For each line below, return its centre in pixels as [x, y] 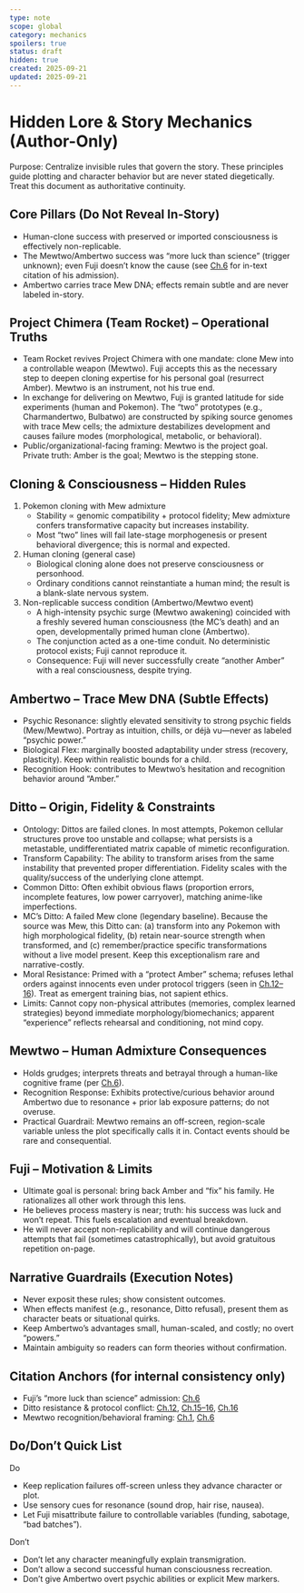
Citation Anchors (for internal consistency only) [147, 1376]
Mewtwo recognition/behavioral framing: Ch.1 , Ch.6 [118, 1418]
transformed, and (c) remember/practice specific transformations [145, 945]
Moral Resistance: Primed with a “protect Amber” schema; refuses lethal [158, 974]
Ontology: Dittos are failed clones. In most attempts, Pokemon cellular [153, 829]
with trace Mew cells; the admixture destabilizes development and [146, 426]
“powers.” [41, 1338]
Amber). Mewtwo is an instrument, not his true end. [118, 388]
